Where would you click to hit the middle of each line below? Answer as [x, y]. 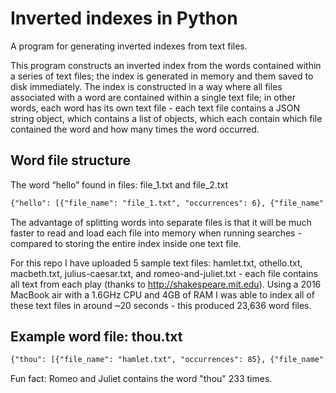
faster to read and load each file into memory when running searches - [156, 233]
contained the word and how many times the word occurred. [135, 129]
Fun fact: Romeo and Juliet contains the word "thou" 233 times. [141, 379]
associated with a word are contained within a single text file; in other [153, 97]
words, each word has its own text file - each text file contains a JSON [155, 108]
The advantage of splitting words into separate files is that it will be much [161, 222]
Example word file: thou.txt [96, 337]
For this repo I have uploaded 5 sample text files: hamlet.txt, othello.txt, [156, 263]
